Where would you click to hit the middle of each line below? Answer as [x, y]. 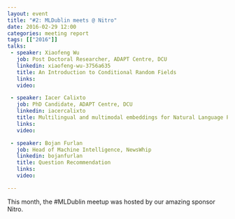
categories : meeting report [48, 33]
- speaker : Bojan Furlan [46, 143]
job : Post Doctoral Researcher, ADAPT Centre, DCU [92, 59]
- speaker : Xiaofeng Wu [45, 53]
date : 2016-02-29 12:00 [42, 27]
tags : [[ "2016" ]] [33, 40]
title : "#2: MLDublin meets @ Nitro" [62, 20]
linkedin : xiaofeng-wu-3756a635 [64, 66]
